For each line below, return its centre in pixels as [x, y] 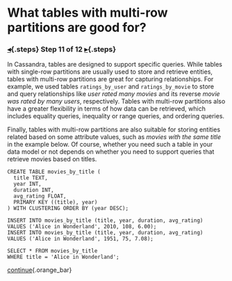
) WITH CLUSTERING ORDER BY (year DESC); [68, 209]
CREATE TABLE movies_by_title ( [54, 172]
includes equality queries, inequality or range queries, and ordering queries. [116, 116]
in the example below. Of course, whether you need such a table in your [110, 145]
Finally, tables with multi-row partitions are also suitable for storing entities [114, 129]
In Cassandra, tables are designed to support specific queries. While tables [115, 65]
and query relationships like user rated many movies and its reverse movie [114, 94]
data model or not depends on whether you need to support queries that [111, 152]
